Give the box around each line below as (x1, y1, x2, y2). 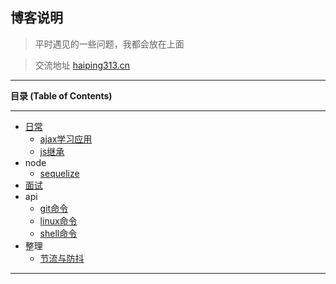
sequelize (39, 167, 80, 179)
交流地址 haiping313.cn (34, 59, 131, 71)
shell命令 (39, 227, 78, 239)
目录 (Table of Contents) (10, 89, 113, 102)
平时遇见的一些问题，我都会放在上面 (34, 38, 185, 50)
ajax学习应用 (39, 133, 93, 145)
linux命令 (39, 214, 78, 227)
